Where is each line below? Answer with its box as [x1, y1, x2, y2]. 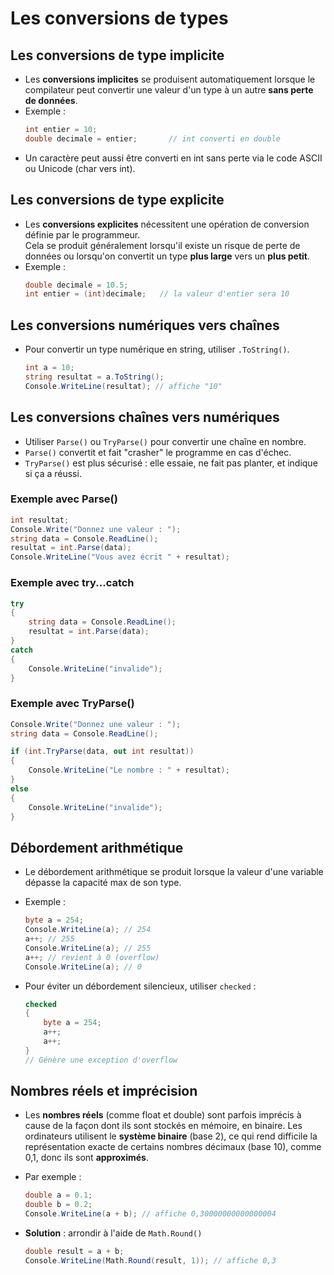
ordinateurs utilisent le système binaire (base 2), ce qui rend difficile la [24, 1130, 318, 1142]
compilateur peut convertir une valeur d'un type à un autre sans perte [24, 84, 314, 96]
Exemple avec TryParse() [10, 697, 135, 711]
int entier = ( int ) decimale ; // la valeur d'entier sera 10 [24, 289, 290, 299]
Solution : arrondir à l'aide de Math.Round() [24, 1227, 203, 1239]
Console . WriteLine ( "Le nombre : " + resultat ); [28, 765, 230, 776]
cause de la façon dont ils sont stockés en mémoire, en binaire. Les [24, 1120, 303, 1132]
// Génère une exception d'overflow [24, 1055, 178, 1065]
